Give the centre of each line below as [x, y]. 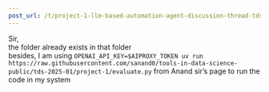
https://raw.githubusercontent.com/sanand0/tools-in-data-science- [123, 63]
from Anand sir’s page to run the [207, 71]
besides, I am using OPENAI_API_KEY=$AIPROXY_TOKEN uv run [106, 55]
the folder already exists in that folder [70, 47]
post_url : [25, 16]
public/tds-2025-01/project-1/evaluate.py [80, 72]
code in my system [40, 79]
